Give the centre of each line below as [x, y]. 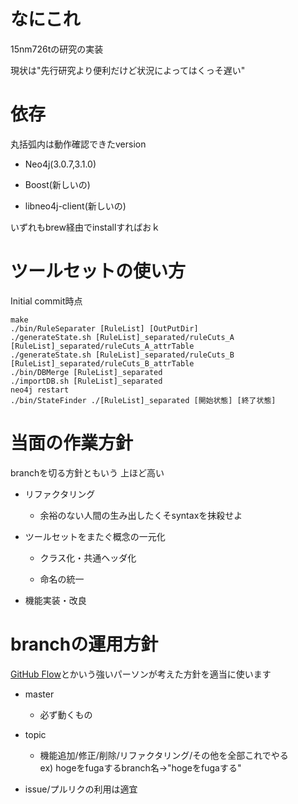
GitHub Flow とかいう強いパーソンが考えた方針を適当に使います [141, 674]
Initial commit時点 [46, 301]
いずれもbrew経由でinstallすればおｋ [85, 227]
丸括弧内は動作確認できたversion [78, 144]
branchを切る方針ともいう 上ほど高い [87, 472]
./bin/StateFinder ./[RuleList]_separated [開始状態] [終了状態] [143, 400]
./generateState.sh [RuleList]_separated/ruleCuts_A [122, 337]
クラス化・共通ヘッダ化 [88, 557]
